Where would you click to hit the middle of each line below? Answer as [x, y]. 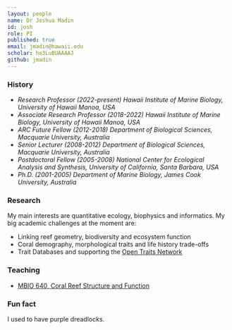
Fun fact [22, 304]
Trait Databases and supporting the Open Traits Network [100, 252]
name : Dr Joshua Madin [41, 20]
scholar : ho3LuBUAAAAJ [41, 54]
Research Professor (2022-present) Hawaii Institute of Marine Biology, [120, 100]
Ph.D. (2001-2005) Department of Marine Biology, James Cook [109, 175]
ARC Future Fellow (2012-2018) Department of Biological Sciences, [115, 130]
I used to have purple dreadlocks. [56, 319]
